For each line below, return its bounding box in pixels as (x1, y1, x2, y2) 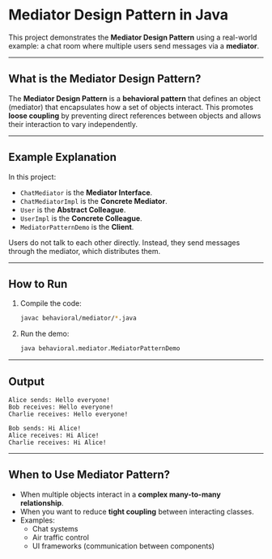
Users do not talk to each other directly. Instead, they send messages (8, 237, 240, 248)
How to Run (8, 277, 68, 290)
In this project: (8, 172, 57, 181)
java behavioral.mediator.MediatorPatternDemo (19, 345, 181, 353)
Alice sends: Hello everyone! (8, 396, 111, 404)
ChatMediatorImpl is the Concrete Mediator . (19, 196, 168, 205)
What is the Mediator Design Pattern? (8, 72, 202, 86)
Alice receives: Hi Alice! (8, 431, 100, 439)
